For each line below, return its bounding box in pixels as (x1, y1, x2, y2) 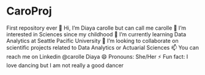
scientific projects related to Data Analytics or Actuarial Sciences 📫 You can (6, 44, 199, 51)
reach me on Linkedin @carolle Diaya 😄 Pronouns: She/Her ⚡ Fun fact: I (6, 53, 188, 60)
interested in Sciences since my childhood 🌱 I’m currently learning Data (6, 30, 187, 37)
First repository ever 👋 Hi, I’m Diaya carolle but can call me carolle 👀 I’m (6, 24, 187, 31)
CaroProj (6, 4, 52, 18)
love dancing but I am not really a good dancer (6, 62, 124, 69)
